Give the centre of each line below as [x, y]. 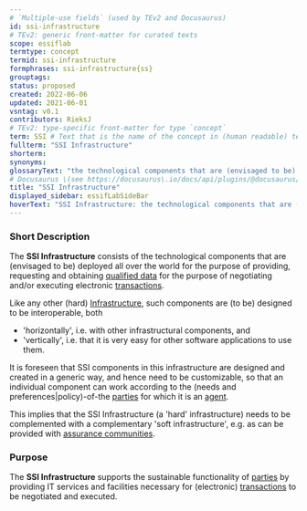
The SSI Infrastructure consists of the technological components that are [148, 256]
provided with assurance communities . [82, 433]
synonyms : [28, 162]
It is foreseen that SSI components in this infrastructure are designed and [147, 368]
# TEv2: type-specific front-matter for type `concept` [118, 129]
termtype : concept [44, 52]
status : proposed [42, 86]
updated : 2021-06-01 [49, 103]
